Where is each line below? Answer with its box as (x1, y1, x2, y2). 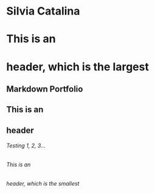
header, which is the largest (6, 59, 149, 73)
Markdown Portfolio (6, 84, 83, 94)
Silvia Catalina (6, 4, 80, 18)
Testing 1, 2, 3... (6, 142, 46, 149)
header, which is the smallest (6, 180, 80, 187)
